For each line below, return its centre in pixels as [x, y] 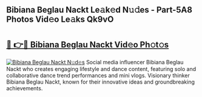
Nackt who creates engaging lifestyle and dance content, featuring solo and [101, 69]
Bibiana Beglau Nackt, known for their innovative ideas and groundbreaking [101, 82]
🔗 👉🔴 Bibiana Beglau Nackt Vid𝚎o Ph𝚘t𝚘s [88, 45]
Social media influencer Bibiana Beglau [135, 62]
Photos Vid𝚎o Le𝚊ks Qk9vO [60, 20]
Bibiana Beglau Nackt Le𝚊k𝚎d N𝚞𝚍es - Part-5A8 [99, 10]
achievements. [25, 88]
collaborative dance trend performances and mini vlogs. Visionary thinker [98, 75]
